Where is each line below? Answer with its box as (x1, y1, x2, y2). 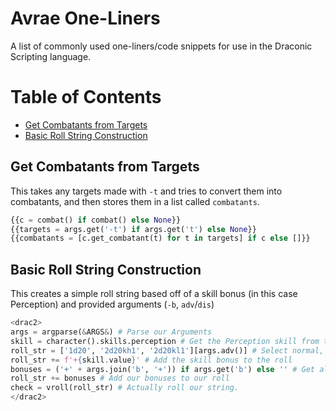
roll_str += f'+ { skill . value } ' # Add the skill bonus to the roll (10, 355, 293, 365)
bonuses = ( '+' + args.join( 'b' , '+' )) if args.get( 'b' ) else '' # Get (10, 364, 315, 374)
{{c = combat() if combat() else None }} (10, 215, 182, 225)
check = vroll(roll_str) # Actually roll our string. (10, 383, 240, 393)
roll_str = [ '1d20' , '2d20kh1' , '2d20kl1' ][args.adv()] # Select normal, (10, 345, 325, 356)
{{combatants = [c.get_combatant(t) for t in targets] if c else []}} (10, 233, 311, 244)
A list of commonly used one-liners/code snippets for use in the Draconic (10, 40, 313, 52)
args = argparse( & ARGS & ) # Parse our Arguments (10, 327, 213, 337)
